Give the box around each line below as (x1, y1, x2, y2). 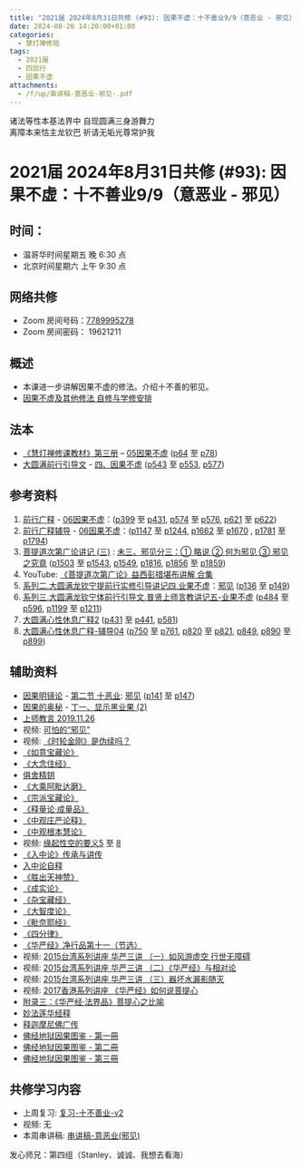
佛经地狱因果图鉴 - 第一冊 (22, 1030, 120, 1041)
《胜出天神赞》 (22, 872, 79, 882)
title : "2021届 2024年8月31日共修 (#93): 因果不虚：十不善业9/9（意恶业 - (9, 13, 272, 23)
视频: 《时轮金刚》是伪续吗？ (22, 735, 131, 746)
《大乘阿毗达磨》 (22, 781, 87, 792)
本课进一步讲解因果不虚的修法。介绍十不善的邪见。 (22, 382, 214, 393)
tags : (9, 47, 30, 56)
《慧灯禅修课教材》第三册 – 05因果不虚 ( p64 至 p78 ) (22, 447, 218, 458)
